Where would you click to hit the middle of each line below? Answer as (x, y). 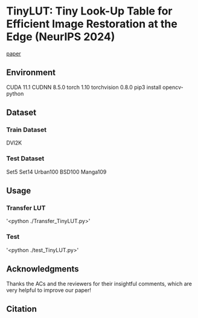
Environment (31, 73)
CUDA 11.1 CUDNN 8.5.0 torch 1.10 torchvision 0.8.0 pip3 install (84, 87)
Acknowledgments (43, 269)
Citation (22, 309)
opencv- (173, 87)
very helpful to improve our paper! (49, 290)
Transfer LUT (26, 208)
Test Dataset (25, 158)
